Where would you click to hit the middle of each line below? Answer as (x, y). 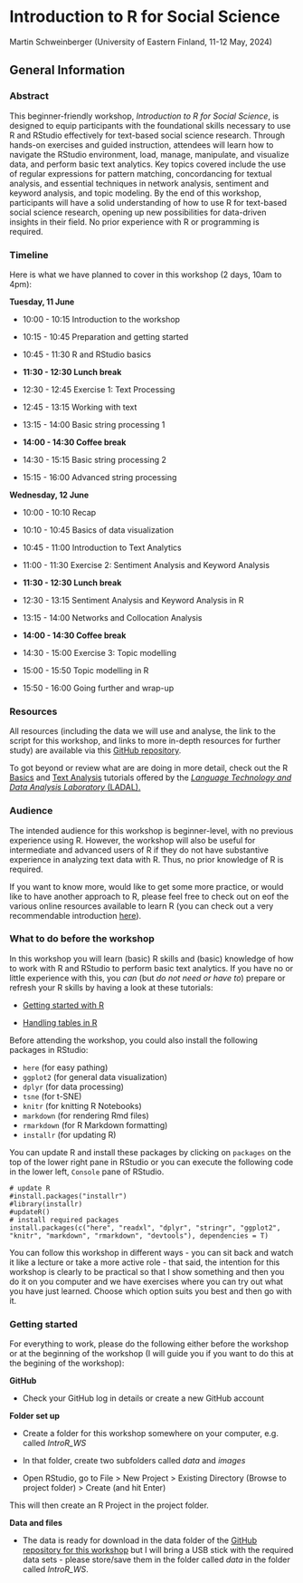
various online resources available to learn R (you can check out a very (142, 906)
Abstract (29, 96)
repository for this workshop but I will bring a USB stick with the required (158, 1550)
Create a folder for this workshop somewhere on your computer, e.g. (150, 1433)
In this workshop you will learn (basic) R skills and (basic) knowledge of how (151, 959)
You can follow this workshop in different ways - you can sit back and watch (151, 1252)
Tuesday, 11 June (42, 302)
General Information (67, 70)
